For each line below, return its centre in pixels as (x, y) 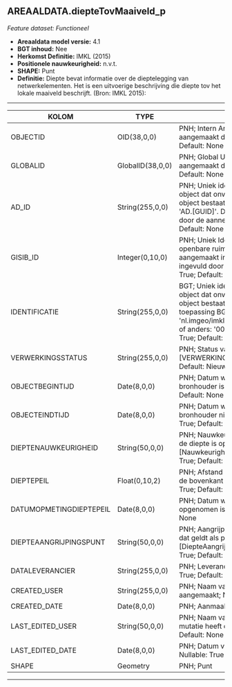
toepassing (197, 312)
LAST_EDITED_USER (44, 626)
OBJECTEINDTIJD (40, 415)
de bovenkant (201, 481)
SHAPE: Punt (36, 71)
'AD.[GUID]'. (199, 211)
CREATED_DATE (37, 606)
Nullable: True (201, 654)
